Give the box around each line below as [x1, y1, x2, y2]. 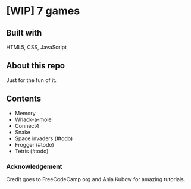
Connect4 [14, 122, 40, 129]
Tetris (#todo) [14, 147, 49, 155]
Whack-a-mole [14, 116, 52, 123]
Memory [14, 109, 36, 116]
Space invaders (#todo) [14, 135, 73, 142]
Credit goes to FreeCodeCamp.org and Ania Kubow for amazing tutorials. [6, 175, 186, 182]
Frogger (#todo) [14, 141, 55, 148]
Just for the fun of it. [6, 76, 57, 84]
